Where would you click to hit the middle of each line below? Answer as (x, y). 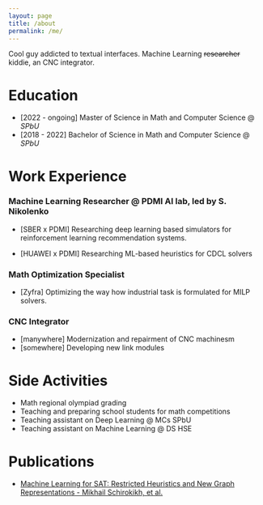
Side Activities (58, 380)
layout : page (30, 16)
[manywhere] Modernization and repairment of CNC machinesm (127, 339)
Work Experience (68, 176)
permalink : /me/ (36, 31)
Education (43, 95)
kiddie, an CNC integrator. (52, 62)
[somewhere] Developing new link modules (92, 348)
